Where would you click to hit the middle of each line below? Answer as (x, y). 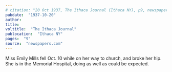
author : (14, 20)
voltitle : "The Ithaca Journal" (41, 29)
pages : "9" (18, 39)
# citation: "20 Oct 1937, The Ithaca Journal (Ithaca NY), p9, (75, 10)
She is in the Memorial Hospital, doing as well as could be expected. (77, 64)
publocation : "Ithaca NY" (34, 34)
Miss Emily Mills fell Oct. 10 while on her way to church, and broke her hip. (84, 58)
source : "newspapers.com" (34, 44)
